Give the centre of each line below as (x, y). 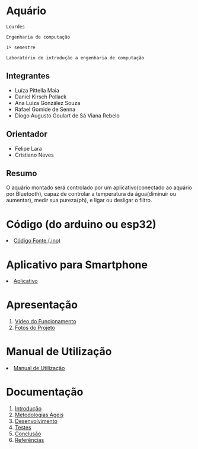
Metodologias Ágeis (39, 415)
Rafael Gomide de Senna (45, 109)
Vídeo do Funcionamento (45, 321)
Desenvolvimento (36, 421)
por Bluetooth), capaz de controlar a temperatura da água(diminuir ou (91, 194)
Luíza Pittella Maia (37, 90)
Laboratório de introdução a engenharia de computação (75, 58)
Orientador (27, 134)
